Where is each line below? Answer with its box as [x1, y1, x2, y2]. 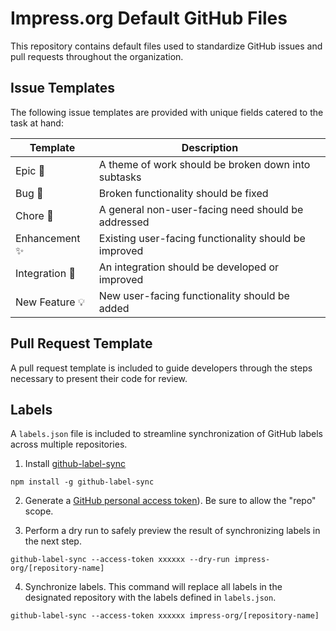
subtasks [98, 170, 142, 184]
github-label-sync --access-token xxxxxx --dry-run [10, 555, 230, 565]
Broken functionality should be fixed [98, 186, 269, 200]
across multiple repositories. [10, 438, 128, 451]
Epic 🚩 [15, 163, 46, 177]
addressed [98, 215, 150, 229]
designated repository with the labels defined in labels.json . [24, 592, 277, 604]
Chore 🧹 [15, 208, 54, 222]
